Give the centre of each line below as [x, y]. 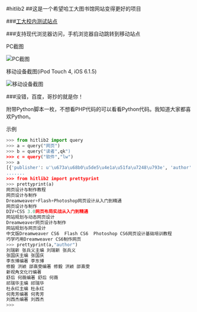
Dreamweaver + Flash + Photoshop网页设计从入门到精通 [64, 201]
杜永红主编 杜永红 [25, 288]
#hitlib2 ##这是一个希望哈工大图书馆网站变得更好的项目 [74, 9]
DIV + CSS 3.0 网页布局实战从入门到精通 [47, 212]
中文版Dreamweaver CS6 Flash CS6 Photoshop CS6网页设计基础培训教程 [89, 233]
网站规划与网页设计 [26, 228]
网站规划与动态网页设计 [30, 217]
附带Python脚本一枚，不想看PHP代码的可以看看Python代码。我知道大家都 [96, 109]
